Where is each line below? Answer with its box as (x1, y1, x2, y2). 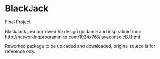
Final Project (5, 19, 31, 25)
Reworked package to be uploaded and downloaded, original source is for (5, 43, 156, 49)
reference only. (5, 48, 36, 54)
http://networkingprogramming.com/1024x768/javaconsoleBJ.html (5, 34, 140, 39)
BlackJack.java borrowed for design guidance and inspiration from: (5, 28, 141, 34)
